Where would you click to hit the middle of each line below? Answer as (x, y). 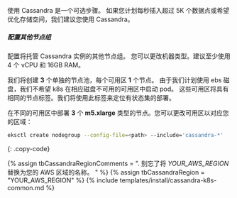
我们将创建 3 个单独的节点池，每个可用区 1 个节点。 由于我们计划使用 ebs (115, 79)
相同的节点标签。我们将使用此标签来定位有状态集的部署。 (91, 97)
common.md (26, 187)
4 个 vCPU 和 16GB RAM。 (46, 65)
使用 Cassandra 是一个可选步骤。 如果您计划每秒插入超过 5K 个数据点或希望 (118, 10)
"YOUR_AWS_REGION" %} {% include (63, 180)
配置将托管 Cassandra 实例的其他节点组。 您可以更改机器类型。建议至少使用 (119, 56)
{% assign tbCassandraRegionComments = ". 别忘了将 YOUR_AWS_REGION (118, 163)
